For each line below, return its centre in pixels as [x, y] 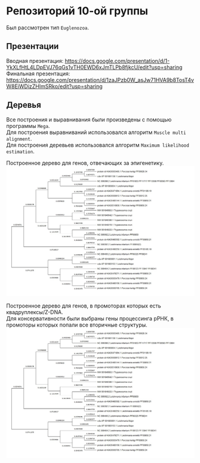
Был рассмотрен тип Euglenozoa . [48, 28]
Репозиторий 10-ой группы [77, 11]
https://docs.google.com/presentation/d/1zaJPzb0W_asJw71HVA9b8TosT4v [100, 80]
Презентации [33, 46]
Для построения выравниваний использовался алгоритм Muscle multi [96, 132]
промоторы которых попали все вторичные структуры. [77, 325]
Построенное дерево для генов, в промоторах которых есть [84, 306]
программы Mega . [28, 126]
